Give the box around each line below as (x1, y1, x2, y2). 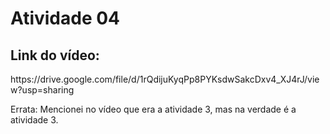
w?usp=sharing (10, 84, 75, 96)
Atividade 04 (10, 7, 121, 30)
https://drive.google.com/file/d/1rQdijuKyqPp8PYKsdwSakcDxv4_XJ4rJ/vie (10, 73, 320, 85)
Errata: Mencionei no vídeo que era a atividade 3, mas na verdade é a (10, 103, 297, 115)
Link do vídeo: (10, 47, 100, 64)
